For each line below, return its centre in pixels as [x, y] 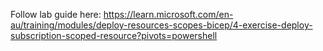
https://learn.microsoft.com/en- [168, 14]
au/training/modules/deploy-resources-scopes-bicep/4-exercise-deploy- [161, 25]
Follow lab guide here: [56, 14]
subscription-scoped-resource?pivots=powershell [114, 35]
